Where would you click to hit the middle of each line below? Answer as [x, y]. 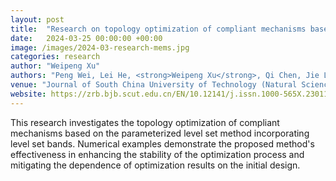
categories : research [55, 57]
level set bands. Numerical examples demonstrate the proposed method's [162, 143]
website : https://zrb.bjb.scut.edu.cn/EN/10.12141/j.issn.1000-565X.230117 [171, 94]
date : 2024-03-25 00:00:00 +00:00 [86, 38]
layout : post [37, 19]
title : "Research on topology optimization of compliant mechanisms [158, 29]
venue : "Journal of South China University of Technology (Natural [154, 85]
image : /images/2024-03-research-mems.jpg [100, 47]
